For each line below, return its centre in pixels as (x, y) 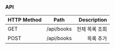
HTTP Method (25, 20)
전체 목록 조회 (92, 29)
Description (93, 20)
